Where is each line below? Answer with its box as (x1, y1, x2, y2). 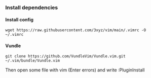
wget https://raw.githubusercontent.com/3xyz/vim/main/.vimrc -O (5, 28, 146, 33)
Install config (5, 17, 34, 23)
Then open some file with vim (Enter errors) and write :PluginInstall (5, 67, 145, 73)
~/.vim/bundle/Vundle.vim (5, 58, 60, 63)
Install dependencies (5, 4, 58, 11)
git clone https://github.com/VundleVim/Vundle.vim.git (5, 54, 126, 59)
